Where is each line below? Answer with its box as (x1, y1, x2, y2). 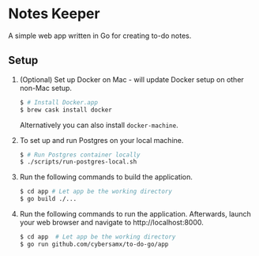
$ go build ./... (19, 195, 77, 203)
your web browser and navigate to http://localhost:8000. (19, 218, 204, 227)
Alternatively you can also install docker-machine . (19, 120, 179, 130)
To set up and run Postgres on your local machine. (19, 135, 184, 145)
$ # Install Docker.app (19, 98, 99, 107)
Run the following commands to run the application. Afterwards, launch (19, 209, 251, 218)
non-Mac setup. (19, 83, 73, 92)
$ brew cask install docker (19, 106, 112, 114)
